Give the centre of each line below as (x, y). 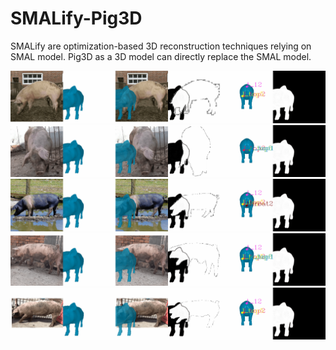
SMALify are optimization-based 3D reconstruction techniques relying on (161, 46)
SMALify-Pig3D (76, 18)
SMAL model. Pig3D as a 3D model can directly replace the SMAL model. (161, 56)
